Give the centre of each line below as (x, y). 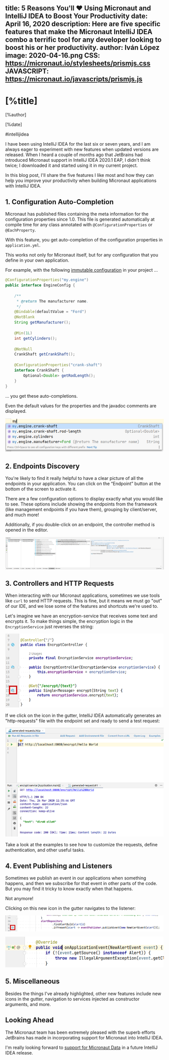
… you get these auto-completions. (41, 396)
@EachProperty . (21, 230)
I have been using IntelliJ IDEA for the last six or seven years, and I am (78, 144)
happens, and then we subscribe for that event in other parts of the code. (81, 884)
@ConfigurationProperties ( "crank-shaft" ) (58, 365)
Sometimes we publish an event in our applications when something (76, 878)
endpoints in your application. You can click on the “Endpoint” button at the (83, 484)
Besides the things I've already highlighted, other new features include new (83, 993)
